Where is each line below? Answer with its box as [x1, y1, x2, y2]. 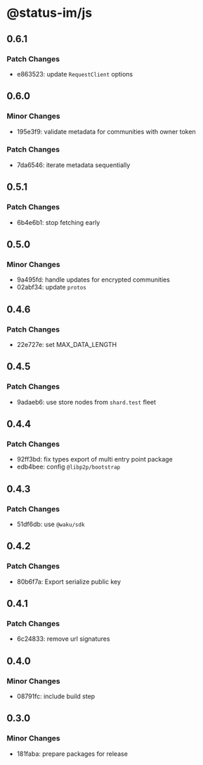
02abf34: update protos [16, 283, 87, 292]
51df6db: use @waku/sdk [16, 520, 85, 528]
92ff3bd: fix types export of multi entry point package [16, 455, 173, 464]
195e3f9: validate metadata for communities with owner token [16, 127, 196, 136]
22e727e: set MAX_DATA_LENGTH [16, 340, 117, 348]
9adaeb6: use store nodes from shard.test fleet [16, 398, 156, 406]
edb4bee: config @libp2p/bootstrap [16, 462, 121, 471]
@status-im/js [6, 5, 93, 21]
